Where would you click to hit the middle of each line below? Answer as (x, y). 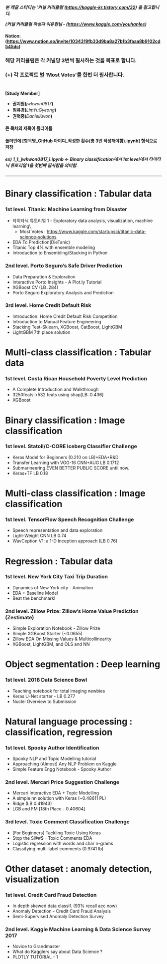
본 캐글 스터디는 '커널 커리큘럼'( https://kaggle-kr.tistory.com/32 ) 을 (74, 7)
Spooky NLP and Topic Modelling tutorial (54, 759)
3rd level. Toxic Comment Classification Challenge (68, 822)
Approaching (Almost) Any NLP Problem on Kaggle (64, 764)
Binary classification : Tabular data (79, 193)
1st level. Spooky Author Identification (52, 747)
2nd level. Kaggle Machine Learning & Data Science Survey (78, 930)
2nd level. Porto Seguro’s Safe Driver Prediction (64, 266)
